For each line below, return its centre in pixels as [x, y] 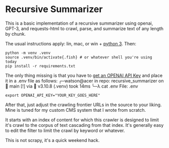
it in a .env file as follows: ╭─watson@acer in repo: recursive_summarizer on [84, 81]
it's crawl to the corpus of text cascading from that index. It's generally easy [84, 125]
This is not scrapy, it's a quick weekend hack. [52, 140]
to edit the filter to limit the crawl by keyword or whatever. [65, 130]
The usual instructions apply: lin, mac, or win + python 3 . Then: [71, 43]
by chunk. [16, 34]
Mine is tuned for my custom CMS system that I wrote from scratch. [76, 110]
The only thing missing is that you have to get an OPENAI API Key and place [84, 75]
